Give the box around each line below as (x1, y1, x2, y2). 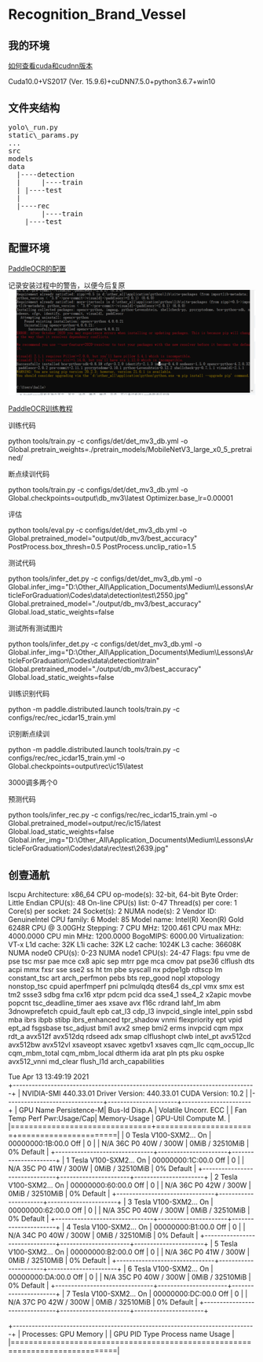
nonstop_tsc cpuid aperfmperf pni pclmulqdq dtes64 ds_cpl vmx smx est (8, 982, 245, 991)
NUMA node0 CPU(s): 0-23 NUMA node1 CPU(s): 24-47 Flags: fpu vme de (8, 949, 250, 958)
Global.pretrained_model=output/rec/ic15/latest (8, 819, 161, 828)
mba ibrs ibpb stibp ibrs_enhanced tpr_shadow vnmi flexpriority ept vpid (8, 1015, 243, 1025)
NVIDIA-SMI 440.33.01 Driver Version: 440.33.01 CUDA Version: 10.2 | (22, 1088, 249, 1098)
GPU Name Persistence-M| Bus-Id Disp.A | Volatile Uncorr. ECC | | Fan (18, 1106, 247, 1115)
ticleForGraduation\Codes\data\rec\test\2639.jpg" (8, 843, 169, 854)
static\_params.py (8, 130, 79, 139)
